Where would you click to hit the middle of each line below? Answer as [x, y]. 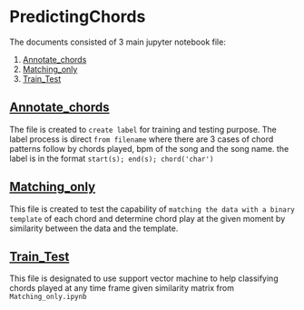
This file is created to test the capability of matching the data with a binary [152, 209]
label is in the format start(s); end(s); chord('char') [112, 158]
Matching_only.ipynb [49, 297]
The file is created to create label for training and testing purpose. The [143, 129]
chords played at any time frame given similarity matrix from [122, 288]
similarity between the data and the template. [94, 228]
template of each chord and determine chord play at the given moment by [147, 218]
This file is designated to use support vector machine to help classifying [144, 278]
